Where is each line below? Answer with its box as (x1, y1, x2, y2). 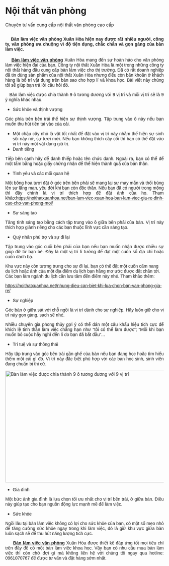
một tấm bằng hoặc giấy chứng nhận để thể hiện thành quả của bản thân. (5, 160, 149, 166)
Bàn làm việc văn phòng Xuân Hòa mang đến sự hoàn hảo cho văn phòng (11, 57, 164, 63)
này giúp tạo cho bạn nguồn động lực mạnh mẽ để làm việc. (5, 501, 123, 507)
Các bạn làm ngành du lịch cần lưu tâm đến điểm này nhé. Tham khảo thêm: (5, 273, 155, 279)
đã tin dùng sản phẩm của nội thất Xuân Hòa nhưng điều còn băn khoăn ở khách (5, 72, 164, 78)
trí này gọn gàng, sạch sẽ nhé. (5, 312, 65, 318)
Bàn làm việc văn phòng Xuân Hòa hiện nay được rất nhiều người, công (11, 36, 164, 42)
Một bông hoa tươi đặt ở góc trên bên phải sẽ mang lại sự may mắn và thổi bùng (5, 180, 164, 186)
